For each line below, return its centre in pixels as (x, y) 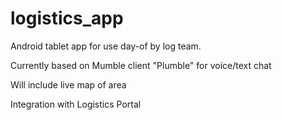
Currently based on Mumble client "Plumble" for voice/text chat (141, 65)
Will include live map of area (68, 84)
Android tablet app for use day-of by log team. (106, 46)
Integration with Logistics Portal (76, 104)
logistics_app (67, 18)
